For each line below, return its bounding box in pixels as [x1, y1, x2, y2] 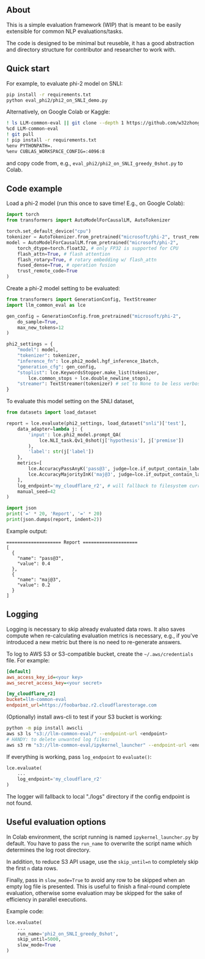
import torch [6, 212, 40, 218]
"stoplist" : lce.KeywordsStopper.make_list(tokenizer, [17, 369, 160, 376]
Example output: [6, 527, 48, 534]
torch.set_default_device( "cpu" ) [6, 228, 92, 234]
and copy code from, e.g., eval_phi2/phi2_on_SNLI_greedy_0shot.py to [6, 159, 183, 167]
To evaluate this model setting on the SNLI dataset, [6, 398, 134, 405]
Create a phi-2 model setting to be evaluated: [6, 285, 120, 292]
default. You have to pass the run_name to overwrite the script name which [6, 839, 192, 847]
